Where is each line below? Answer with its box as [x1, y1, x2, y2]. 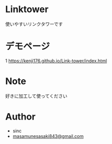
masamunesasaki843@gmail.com [12, 133, 84, 139]
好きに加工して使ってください [5, 93, 68, 99]
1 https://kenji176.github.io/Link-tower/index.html [5, 57, 107, 64]
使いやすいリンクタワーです [5, 21, 63, 27]
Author [5, 111, 36, 122]
